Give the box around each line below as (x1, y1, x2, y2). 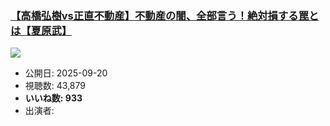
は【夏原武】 (10, 23, 73, 37)
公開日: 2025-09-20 (24, 67, 108, 79)
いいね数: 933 (24, 92, 83, 104)
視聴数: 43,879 (24, 80, 86, 92)
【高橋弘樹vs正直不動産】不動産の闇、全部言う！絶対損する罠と (10, 8, 320, 22)
